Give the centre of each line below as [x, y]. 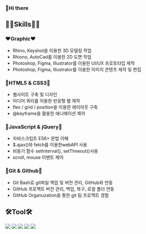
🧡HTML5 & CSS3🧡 [28, 83]
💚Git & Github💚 [24, 171]
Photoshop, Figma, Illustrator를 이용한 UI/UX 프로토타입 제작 [74, 63]
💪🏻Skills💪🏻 [23, 25]
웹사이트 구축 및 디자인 [35, 94]
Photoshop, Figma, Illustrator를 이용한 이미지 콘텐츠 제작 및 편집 [77, 69]
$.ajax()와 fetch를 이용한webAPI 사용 [50, 145]
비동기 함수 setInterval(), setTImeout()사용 [55, 151]
